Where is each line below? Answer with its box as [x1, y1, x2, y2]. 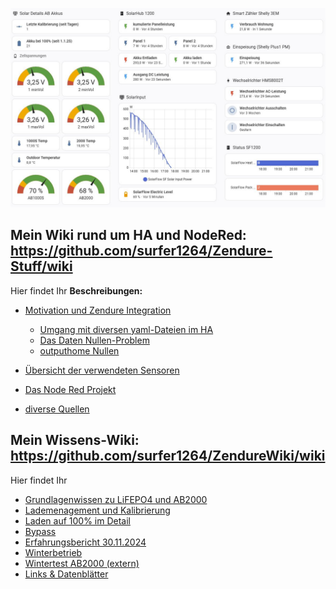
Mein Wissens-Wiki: [10, 432, 140, 449]
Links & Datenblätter [24, 568, 109, 580]
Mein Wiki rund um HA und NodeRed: [10, 227, 247, 244]
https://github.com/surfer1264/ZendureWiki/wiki [10, 448, 326, 465]
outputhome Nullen [39, 344, 120, 357]
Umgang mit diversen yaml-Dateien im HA [39, 323, 214, 335]
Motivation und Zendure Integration [24, 304, 172, 316]
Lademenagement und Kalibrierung [24, 504, 171, 516]
